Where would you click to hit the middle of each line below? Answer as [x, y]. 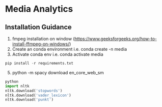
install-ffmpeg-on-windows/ [41, 44]
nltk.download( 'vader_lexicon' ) [38, 95]
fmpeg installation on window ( [43, 39]
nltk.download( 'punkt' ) [29, 100]
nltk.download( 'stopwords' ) [34, 91]
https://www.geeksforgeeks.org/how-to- [116, 39]
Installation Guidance [39, 27]
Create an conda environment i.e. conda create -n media [69, 49]
